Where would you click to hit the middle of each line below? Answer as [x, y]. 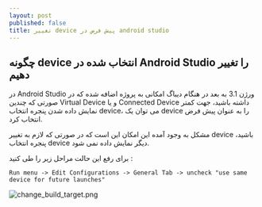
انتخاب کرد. [26, 119]
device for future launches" [57, 180]
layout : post [31, 15]
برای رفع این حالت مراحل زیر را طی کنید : [71, 159]
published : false [38, 23]
